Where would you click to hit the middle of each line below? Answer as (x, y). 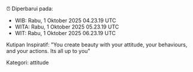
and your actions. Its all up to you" (48, 51)
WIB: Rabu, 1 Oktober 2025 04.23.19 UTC (65, 21)
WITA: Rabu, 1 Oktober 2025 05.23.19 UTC (67, 27)
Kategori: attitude (27, 62)
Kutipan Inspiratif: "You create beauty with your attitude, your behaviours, (97, 45)
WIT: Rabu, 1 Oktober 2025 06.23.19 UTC (65, 33)
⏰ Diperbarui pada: (30, 9)
